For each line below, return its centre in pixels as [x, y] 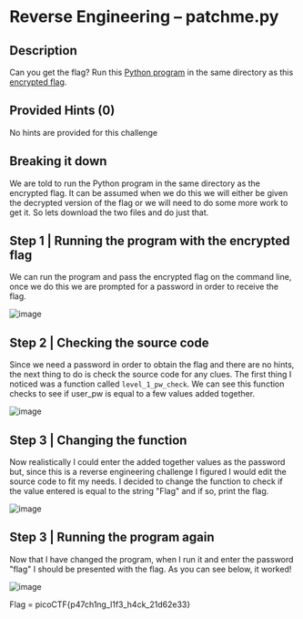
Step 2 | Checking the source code [109, 342]
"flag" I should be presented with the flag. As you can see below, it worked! [151, 569]
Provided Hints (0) [62, 111]
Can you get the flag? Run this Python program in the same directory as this [151, 72]
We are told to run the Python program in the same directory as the [135, 183]
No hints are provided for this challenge [83, 132]
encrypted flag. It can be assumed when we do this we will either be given [149, 192]
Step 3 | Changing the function [98, 440]
